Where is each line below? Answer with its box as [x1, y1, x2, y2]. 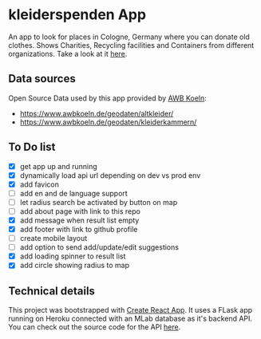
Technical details [8, 284, 96, 298]
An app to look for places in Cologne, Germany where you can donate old [8, 32, 250, 41]
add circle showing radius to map [19, 261, 130, 270]
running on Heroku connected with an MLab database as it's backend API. [8, 313, 253, 324]
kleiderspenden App [8, 6, 146, 24]
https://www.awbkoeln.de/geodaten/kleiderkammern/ [19, 117, 197, 127]
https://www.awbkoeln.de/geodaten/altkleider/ [19, 108, 174, 118]
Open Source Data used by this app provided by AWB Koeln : [8, 93, 208, 103]
